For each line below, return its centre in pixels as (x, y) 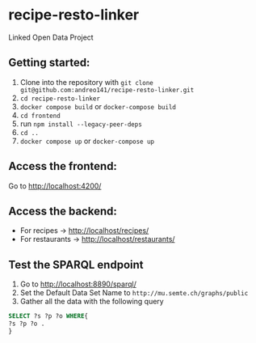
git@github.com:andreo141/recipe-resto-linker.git (107, 90)
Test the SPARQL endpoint (76, 265)
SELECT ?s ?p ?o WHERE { (48, 316)
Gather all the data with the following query (92, 302)
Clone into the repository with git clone (86, 82)
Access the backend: (63, 211)
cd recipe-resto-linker (60, 99)
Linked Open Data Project (51, 37)
